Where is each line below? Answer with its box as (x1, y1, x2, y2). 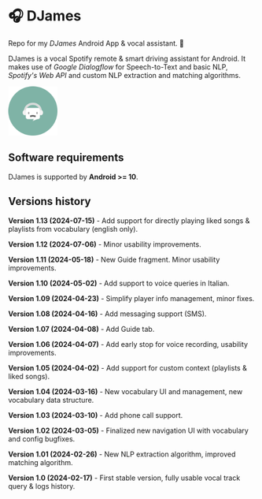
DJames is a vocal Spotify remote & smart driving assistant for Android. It (8, 54, 246, 63)
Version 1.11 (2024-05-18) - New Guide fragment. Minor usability (8, 255, 220, 264)
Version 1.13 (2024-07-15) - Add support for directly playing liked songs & (8, 215, 250, 225)
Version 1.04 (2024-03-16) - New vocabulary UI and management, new (8, 386, 243, 396)
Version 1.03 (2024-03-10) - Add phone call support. (8, 410, 183, 419)
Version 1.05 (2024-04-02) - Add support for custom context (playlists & (8, 363, 248, 372)
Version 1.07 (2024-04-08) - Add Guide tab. (8, 324, 155, 333)
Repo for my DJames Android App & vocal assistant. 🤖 (8, 38, 185, 48)
